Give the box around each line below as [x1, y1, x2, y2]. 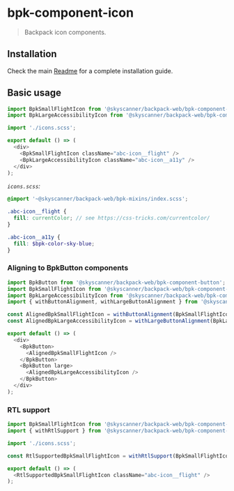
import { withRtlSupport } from [7, 428, 101, 435]
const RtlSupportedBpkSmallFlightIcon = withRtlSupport [7, 452, 173, 460]
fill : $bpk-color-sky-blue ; [13, 240, 95, 247]
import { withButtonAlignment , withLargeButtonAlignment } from [7, 299, 198, 305]
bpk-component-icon [7, 5, 134, 21]
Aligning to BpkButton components [7, 263, 129, 273]
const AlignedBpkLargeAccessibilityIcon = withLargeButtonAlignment [7, 317, 210, 325]
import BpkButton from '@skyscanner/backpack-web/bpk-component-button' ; [7, 279, 226, 286]
